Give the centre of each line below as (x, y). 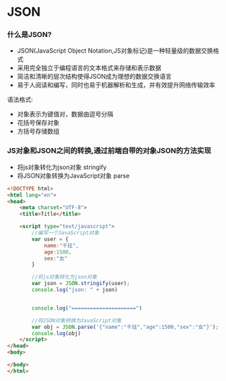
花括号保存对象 (38, 123)
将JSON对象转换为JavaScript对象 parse (73, 175)
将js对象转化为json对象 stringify (62, 167)
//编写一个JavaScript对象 (65, 233)
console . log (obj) (56, 333)
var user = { (50, 239)
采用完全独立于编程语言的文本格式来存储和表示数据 (89, 68)
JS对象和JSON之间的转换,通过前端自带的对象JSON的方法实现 (109, 151)
